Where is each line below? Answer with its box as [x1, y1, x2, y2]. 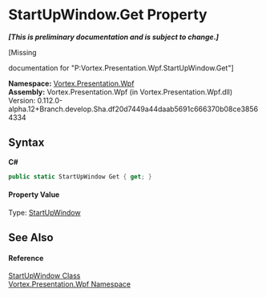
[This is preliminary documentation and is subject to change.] [8, 32, 219, 42]
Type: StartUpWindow [8, 207, 82, 217]
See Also [8, 231, 54, 245]
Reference [8, 253, 44, 263]
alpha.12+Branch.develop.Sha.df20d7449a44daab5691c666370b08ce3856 [8, 104, 259, 114]
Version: [8, 95, 36, 105]
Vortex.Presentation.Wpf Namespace [8, 279, 131, 289]
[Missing [8, 47, 38, 57]
